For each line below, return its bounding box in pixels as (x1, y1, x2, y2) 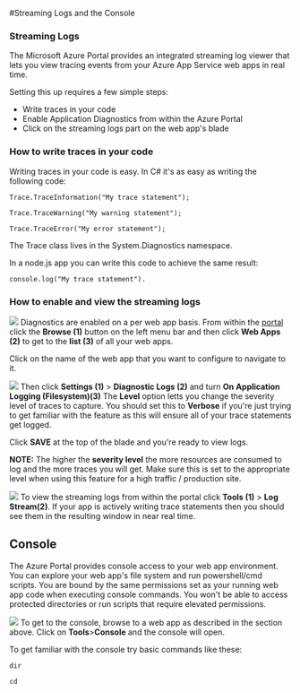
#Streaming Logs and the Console (9, 8, 136, 18)
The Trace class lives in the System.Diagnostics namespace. (9, 239, 233, 250)
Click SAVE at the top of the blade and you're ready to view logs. (9, 437, 249, 447)
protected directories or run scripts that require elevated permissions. (9, 598, 267, 609)
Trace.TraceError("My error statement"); (9, 224, 167, 233)
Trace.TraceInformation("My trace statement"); (9, 193, 191, 202)
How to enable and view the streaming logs (9, 295, 201, 308)
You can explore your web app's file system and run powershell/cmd (9, 569, 262, 581)
